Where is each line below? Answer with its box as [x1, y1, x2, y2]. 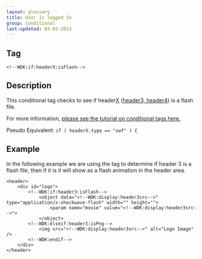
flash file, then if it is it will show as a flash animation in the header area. [6, 166, 186, 174]
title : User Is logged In [6, 15, 72, 21]
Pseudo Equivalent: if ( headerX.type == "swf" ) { [6, 126, 138, 134]
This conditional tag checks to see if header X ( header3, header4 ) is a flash [6, 96, 194, 103]
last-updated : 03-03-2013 [6, 25, 72, 32]
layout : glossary [6, 8, 50, 15]
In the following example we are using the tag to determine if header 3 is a [6, 160, 192, 167]
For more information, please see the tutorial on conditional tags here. [6, 114, 181, 122]
